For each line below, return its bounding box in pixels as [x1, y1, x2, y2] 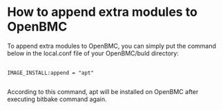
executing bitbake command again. [7, 95, 107, 103]
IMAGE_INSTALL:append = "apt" [7, 69, 95, 76]
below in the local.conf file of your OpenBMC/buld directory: [7, 49, 180, 57]
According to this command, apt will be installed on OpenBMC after [7, 87, 199, 95]
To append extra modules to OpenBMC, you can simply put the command [7, 42, 216, 50]
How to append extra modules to [7, 4, 198, 20]
